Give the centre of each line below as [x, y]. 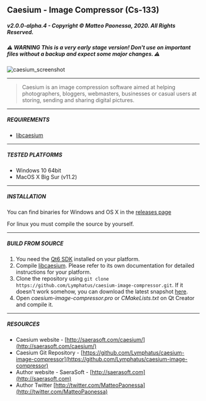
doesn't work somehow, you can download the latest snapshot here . [102, 291]
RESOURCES [24, 324]
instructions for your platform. [53, 272]
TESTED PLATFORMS [35, 155]
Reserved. [20, 32]
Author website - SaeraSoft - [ [54, 372]
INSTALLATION [27, 197]
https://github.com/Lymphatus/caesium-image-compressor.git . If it [99, 285]
